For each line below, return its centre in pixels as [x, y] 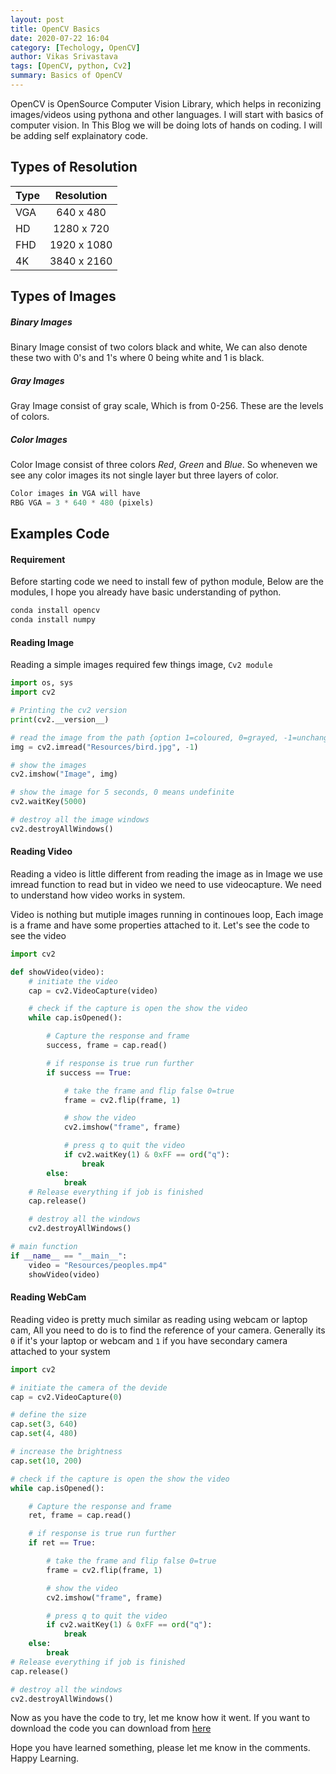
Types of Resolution [74, 167]
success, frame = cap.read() [107, 1046]
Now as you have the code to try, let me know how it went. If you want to [160, 1718]
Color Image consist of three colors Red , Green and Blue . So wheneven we [164, 464]
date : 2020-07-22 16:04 [60, 38]
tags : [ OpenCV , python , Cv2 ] [71, 66]
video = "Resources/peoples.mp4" [98, 1265]
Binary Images [41, 322]
